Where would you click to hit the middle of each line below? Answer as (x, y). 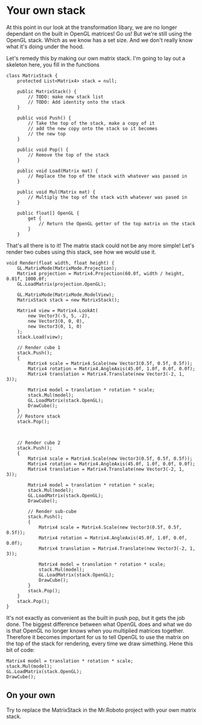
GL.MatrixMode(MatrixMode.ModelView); (66, 295)
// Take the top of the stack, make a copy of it (91, 123)
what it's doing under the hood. (45, 47)
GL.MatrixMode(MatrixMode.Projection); (67, 268)
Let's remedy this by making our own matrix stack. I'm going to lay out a (96, 58)
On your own (31, 695)
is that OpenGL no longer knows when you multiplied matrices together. (95, 630)
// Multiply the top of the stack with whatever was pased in (108, 197)
